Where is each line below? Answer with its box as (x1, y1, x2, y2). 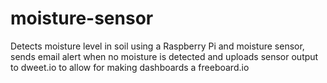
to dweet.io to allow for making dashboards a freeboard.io (10, 61, 250, 73)
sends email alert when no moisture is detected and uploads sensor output (10, 50, 319, 62)
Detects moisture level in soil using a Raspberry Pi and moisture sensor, (10, 40, 305, 52)
